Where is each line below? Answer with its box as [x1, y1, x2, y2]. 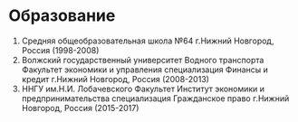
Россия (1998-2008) [21, 44, 100, 55]
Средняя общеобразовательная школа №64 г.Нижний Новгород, [21, 35, 274, 46]
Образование [8, 5, 116, 26]
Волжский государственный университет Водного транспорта [21, 54, 264, 65]
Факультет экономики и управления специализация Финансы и [21, 64, 269, 75]
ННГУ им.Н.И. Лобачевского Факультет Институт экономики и [21, 83, 264, 94]
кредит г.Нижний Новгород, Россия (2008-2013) [21, 73, 210, 84]
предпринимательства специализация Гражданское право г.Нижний [21, 92, 290, 104]
